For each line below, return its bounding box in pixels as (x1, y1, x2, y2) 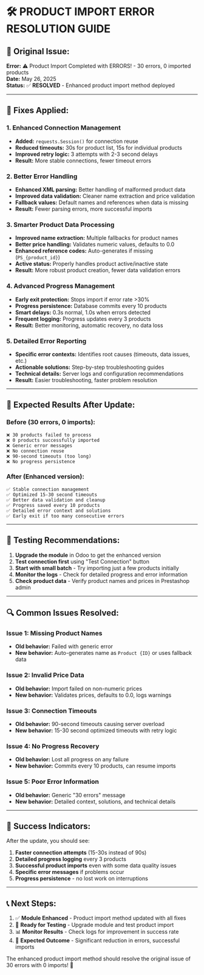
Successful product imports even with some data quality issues (15, 862, 177, 869)
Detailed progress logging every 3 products (15, 856, 126, 863)
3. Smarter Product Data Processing (6, 220, 115, 229)
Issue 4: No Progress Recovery (6, 742, 100, 750)
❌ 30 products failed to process (6, 432, 92, 438)
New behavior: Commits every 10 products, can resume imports (15, 762, 176, 770)
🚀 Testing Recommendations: (6, 535, 120, 545)
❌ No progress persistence (6, 458, 75, 464)
